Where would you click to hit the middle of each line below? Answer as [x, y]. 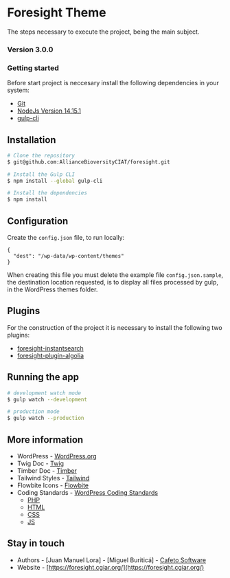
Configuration [38, 221]
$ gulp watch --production [46, 418]
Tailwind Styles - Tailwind [53, 478]
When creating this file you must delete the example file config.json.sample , [115, 275]
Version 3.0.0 [30, 49]
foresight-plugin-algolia [50, 355]
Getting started [33, 68]
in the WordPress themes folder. [53, 289]
